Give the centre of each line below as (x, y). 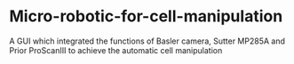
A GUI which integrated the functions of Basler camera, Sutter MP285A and (147, 41)
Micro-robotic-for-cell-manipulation (146, 16)
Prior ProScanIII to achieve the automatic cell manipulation (116, 50)
